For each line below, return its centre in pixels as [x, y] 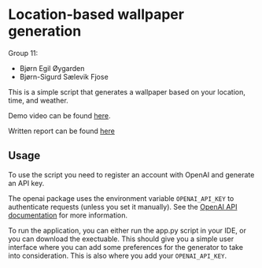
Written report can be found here [62, 131]
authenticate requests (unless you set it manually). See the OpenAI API [123, 207]
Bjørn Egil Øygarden [52, 68]
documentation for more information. [68, 215]
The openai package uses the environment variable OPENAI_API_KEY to [121, 198]
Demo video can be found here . [59, 115]
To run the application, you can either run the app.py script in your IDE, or [127, 230]
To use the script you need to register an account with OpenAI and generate [131, 174]
